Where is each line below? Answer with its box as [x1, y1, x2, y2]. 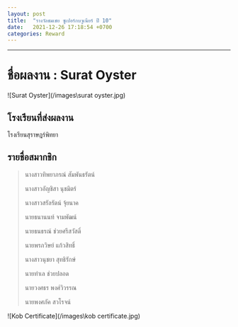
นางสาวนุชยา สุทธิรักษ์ [24, 255, 76, 263]
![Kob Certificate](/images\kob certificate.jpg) [7, 311, 140, 320]
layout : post [7, 10, 46, 18]
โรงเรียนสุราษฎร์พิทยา [7, 130, 59, 139]
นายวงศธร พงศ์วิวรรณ [24, 283, 76, 292]
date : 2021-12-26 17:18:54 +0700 [7, 23, 113, 30]
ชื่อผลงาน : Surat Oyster [7, 67, 137, 84]
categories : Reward [7, 30, 65, 38]
